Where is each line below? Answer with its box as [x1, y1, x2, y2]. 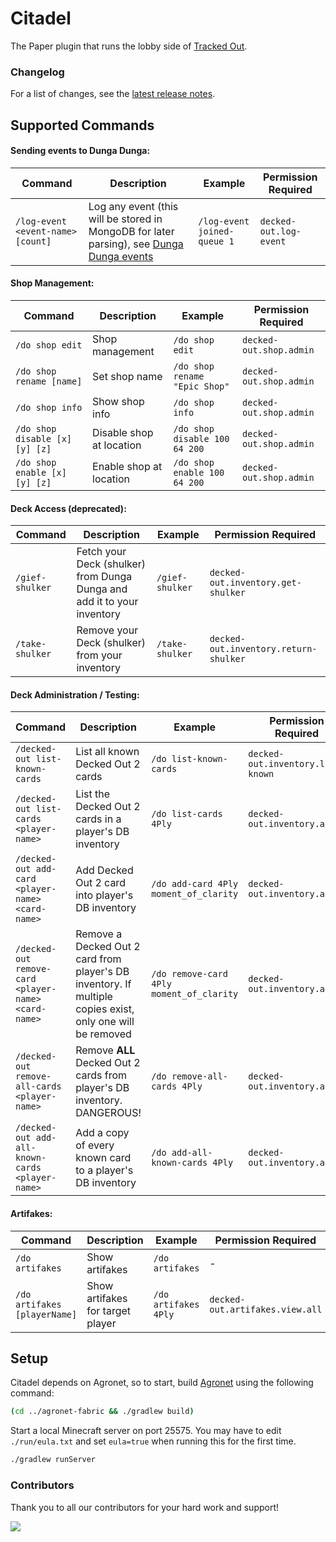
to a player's [75, 1163, 134, 1177]
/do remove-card [151, 968, 228, 980]
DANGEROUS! [75, 1106, 142, 1120]
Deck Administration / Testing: [10, 688, 140, 701]
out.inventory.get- [209, 577, 302, 589]
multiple [75, 990, 113, 1004]
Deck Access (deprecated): [10, 502, 127, 514]
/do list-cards [151, 808, 223, 820]
